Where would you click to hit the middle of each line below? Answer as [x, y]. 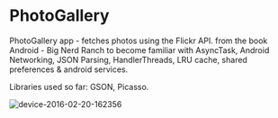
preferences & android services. [69, 69]
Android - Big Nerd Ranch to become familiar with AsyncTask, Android [139, 50]
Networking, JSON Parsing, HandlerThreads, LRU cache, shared [128, 59]
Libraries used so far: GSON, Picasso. [79, 86]
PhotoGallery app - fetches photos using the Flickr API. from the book [139, 41]
